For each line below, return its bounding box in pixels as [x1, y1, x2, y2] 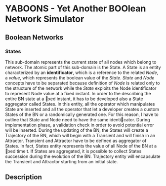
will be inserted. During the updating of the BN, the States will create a [5, 127, 148, 133]
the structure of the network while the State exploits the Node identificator [5, 85, 157, 91]
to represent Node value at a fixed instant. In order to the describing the [5, 90, 152, 96]
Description [5, 173, 42, 182]
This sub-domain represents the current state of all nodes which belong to [5, 59, 157, 65]
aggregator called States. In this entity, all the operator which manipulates [5, 101, 155, 107]
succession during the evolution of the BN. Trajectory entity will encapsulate [5, 153, 161, 159]
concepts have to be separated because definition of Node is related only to [5, 80, 160, 86]
